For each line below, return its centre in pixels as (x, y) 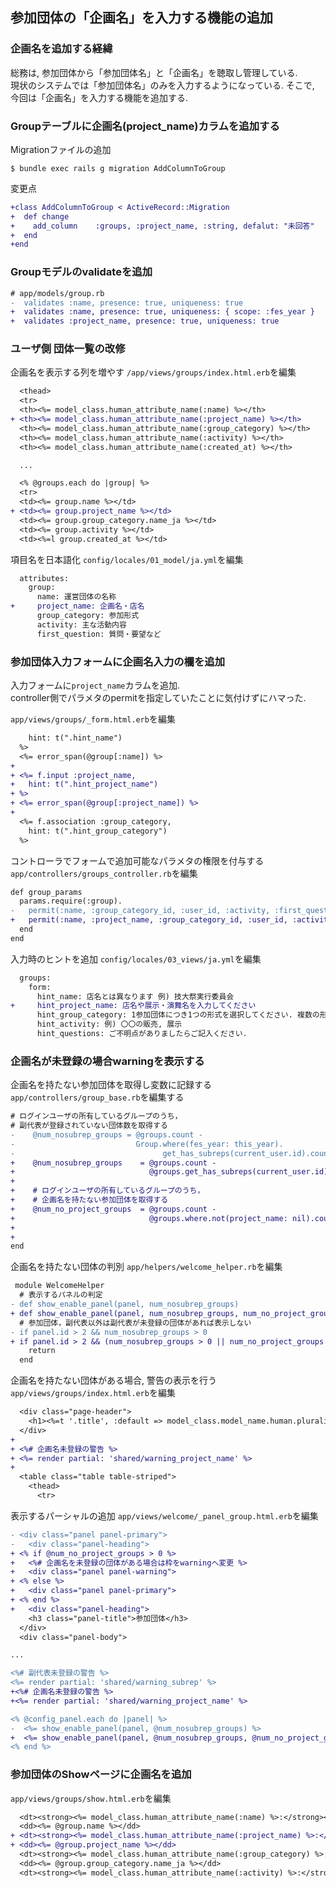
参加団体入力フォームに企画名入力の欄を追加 (118, 661)
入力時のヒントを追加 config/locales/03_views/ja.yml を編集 (136, 959)
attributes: (44, 578)
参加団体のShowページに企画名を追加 (101, 1775)
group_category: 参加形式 (88, 616)
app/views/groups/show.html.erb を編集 (91, 1798)
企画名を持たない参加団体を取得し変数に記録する (111, 1085)
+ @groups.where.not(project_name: (149, 1218)
